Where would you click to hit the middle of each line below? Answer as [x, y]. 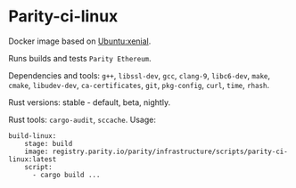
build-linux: [33, 135]
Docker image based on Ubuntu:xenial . [80, 41]
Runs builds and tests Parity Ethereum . [80, 58]
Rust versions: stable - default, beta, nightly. [90, 102]
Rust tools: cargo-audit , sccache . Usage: [82, 119]
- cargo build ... [66, 175]
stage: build [49, 143]
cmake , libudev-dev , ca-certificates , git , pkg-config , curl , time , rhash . [139, 85]
